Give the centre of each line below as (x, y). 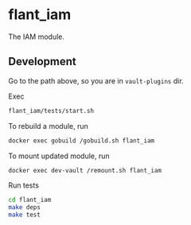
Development (43, 62)
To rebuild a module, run (49, 126)
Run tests (24, 185)
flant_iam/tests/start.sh (51, 111)
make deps (25, 208)
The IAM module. (37, 37)
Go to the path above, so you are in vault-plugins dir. (96, 80)
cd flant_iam (30, 200)
